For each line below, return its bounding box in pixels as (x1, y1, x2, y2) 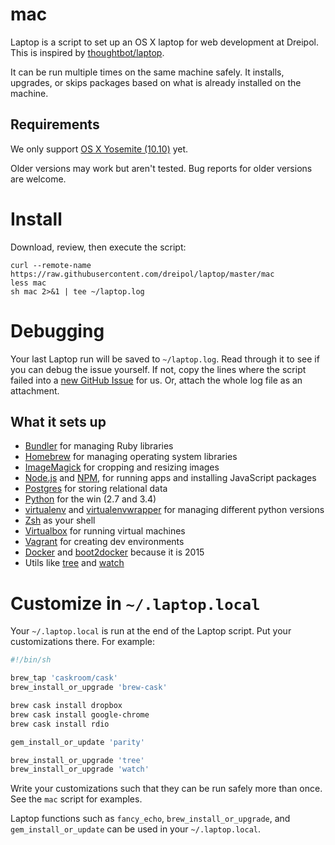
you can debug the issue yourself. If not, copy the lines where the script (10, 363, 307, 375)
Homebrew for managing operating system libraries (24, 451, 238, 463)
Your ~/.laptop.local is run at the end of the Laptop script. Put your (10, 625, 292, 637)
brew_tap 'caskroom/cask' (10, 673, 118, 683)
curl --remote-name (10, 260, 92, 270)
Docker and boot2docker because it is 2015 (24, 546, 205, 558)
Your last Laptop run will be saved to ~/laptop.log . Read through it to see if (10, 353, 320, 365)
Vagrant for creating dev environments (24, 536, 185, 548)
